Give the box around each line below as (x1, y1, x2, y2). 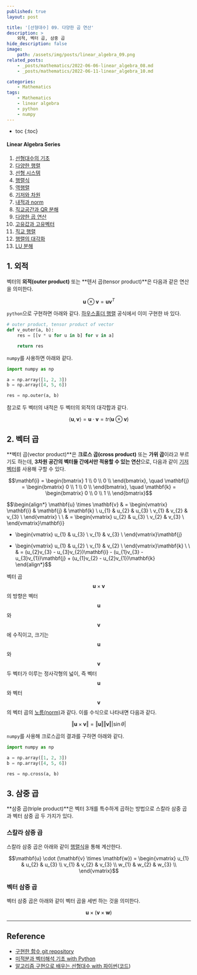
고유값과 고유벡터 (15, 220, 55, 227)
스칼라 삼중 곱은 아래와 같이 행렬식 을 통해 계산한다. (6, 843, 122, 850)
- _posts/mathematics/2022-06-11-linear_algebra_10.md (17, 68, 154, 74)
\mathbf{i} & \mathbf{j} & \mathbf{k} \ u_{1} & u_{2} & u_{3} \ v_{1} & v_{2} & (6, 507, 188, 514)
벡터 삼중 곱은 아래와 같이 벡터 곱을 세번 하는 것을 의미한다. (6, 897, 141, 904)
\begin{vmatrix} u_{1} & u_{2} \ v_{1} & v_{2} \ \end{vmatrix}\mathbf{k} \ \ (15, 542, 191, 549)
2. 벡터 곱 (6, 434, 39, 444)
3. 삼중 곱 (6, 788, 39, 798)
